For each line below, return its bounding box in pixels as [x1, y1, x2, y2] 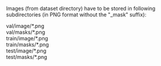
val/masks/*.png [6, 29, 46, 36]
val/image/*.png [6, 23, 44, 29]
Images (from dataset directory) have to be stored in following [6, 5, 156, 12]
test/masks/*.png [6, 54, 47, 60]
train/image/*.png [6, 35, 49, 41]
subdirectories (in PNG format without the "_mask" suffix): [6, 11, 146, 18]
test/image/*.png [6, 47, 47, 54]
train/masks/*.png [6, 41, 49, 48]
